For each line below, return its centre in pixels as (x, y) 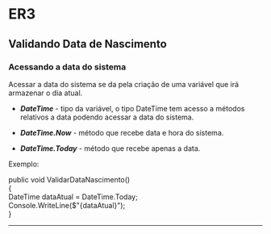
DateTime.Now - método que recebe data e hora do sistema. (122, 132)
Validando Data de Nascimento (88, 44)
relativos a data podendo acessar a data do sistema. (107, 117)
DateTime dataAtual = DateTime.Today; (73, 196)
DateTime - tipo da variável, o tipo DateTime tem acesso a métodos (132, 108)
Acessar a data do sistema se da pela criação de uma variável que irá (124, 84)
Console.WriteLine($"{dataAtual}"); (67, 205)
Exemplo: (24, 164)
